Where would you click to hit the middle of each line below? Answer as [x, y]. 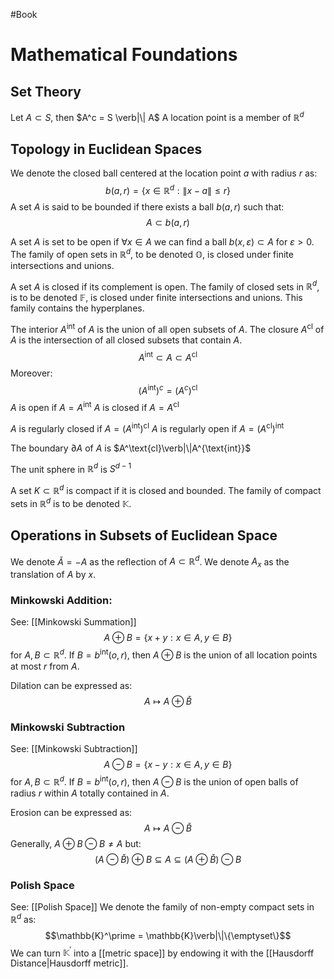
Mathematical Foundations [124, 55]
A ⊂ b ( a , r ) [168, 223]
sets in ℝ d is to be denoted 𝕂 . [71, 502]
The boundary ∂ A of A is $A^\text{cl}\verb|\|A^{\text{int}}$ [131, 448]
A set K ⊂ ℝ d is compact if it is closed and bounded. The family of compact [166, 490]
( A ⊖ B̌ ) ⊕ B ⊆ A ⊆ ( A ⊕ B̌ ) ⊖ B [168, 859]
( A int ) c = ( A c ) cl [168, 389]
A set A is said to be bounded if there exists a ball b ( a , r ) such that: [147, 207]
